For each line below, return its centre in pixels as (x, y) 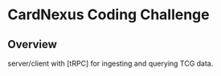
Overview (33, 44)
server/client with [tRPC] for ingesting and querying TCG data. (110, 63)
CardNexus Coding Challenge (108, 15)
